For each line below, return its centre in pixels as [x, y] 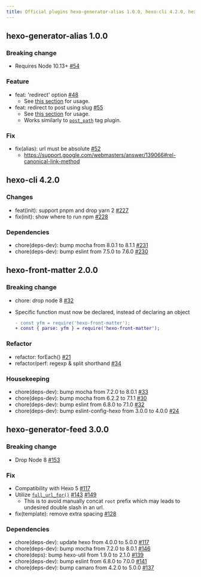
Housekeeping [28, 379]
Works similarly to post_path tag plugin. [72, 120]
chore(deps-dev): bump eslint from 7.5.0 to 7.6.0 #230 [81, 251]
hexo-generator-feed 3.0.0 [58, 429]
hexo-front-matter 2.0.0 [52, 270]
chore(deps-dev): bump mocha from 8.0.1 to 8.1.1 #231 [81, 245]
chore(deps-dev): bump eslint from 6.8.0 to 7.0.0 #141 [81, 561]
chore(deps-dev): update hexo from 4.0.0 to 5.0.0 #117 [82, 542]
